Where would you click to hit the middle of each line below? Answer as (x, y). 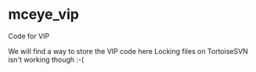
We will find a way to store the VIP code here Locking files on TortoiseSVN (128, 51)
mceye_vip (44, 14)
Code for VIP (29, 36)
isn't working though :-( (46, 59)
